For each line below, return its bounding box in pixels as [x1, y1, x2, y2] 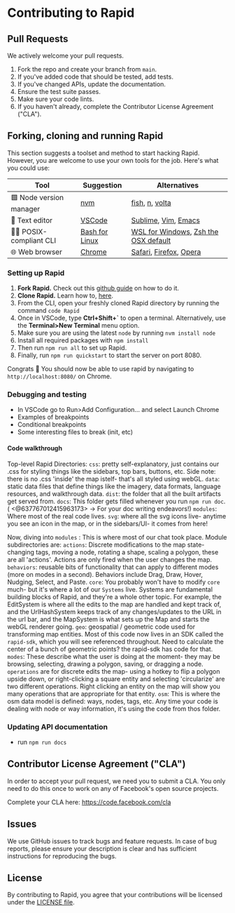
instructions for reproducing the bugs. [7, 851, 117, 860]
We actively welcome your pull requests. [7, 51, 124, 60]
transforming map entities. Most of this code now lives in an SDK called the [7, 629, 224, 638]
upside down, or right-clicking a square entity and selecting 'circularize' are [7, 674, 225, 683]
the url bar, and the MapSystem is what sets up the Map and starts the [7, 615, 210, 623]
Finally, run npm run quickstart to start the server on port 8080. [17, 351, 202, 359]
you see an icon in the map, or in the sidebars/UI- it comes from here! [7, 519, 208, 528]
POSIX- [22, 227, 48, 236]
